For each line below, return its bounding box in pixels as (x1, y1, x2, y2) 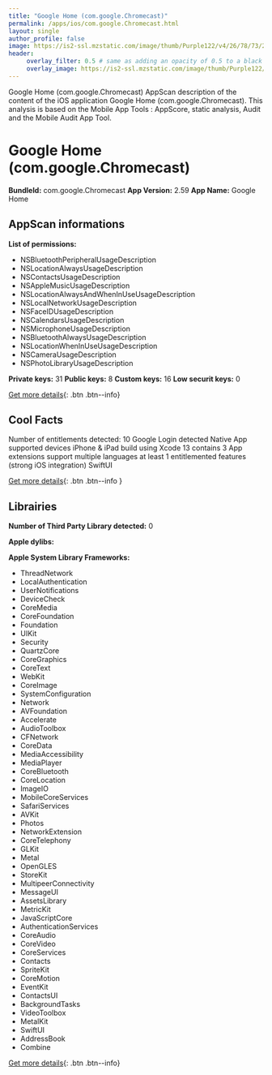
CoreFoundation (19, 612, 74, 621)
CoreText (19, 663, 51, 673)
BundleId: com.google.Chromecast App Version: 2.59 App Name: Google (8, 185, 257, 195)
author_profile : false (8, 34, 85, 43)
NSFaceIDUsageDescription (19, 306, 114, 316)
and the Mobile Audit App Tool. (8, 113, 112, 123)
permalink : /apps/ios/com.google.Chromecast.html (8, 19, 180, 28)
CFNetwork (19, 732, 59, 742)
